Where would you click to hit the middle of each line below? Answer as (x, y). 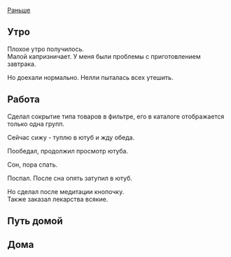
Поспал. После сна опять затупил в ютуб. (70, 178)
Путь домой (35, 221)
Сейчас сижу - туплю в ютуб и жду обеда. (71, 137)
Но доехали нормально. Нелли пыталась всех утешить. (90, 77)
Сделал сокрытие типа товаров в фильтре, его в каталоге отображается (116, 116)
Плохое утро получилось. (46, 49)
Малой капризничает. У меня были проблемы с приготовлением (104, 56)
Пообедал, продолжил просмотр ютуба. (68, 151)
